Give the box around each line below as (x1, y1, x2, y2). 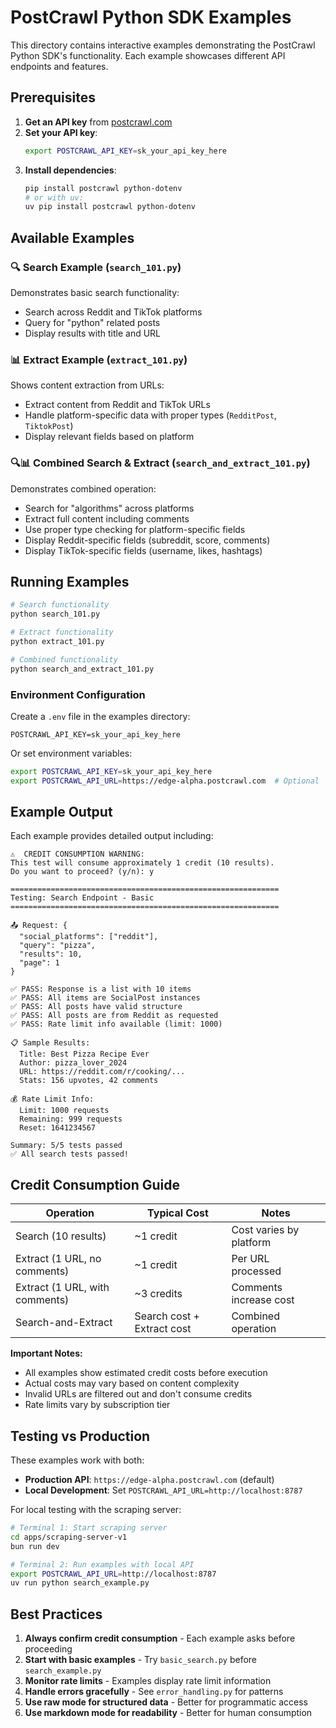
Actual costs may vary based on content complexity (24, 1377, 240, 1390)
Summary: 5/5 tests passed (10, 1141, 123, 1151)
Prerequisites (10, 89, 96, 106)
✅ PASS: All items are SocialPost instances (10, 993, 201, 1003)
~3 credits (134, 1287, 183, 1301)
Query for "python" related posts (24, 316, 161, 328)
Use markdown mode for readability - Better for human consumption (24, 1707, 313, 1719)
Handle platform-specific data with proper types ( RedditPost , (24, 409, 277, 421)
